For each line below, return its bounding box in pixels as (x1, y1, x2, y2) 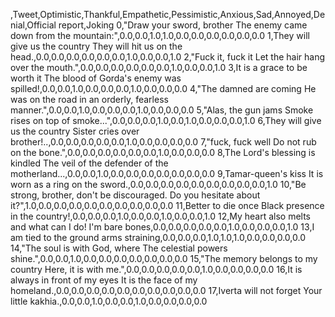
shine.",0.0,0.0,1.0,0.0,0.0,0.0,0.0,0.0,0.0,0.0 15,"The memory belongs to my (10, 253, 318, 264)
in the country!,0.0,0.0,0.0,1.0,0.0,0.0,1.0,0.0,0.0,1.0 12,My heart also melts (10, 210, 311, 222)
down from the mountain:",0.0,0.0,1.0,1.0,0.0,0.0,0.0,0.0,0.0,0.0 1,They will (10, 30, 310, 41)
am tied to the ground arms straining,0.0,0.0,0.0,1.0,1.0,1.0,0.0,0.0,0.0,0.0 (10, 232, 307, 243)
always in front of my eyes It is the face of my (10, 274, 198, 286)
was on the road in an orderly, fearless (10, 94, 169, 105)
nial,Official (10, 19, 57, 31)
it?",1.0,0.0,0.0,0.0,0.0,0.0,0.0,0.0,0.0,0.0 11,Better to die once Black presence (10, 200, 325, 211)
